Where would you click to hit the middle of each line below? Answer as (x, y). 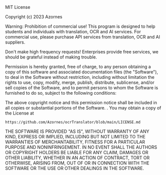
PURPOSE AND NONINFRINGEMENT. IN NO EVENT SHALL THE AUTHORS (81, 147)
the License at (20, 113)
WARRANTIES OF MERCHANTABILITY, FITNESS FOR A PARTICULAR (75, 142)
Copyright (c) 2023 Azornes (34, 17)
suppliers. (15, 42)
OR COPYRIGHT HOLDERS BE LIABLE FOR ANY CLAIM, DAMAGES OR (77, 152)
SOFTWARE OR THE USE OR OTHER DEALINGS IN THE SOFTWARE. (75, 168)
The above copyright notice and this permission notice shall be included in (81, 103)
